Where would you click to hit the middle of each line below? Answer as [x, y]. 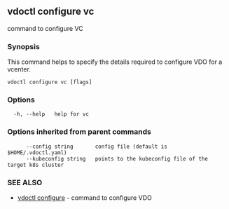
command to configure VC [45, 28]
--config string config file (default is [97, 147]
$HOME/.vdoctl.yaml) [37, 153]
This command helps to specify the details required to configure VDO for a [115, 62]
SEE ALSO [25, 182]
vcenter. [19, 69]
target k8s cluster [36, 165]
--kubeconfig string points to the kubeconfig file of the [117, 159]
